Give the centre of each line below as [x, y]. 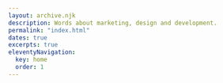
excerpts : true [33, 45]
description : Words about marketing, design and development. [113, 23]
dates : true [28, 38]
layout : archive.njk [42, 15]
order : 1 [30, 67]
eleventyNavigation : [42, 52]
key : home [31, 60]
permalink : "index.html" [49, 30]
